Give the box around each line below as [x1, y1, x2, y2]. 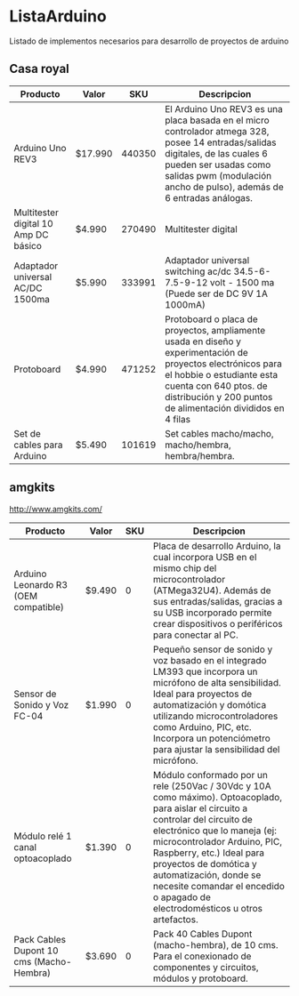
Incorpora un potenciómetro [152, 732, 271, 744]
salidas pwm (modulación [164, 169, 272, 181]
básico [13, 239, 42, 252]
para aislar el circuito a [152, 802, 247, 815]
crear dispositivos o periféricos [152, 617, 283, 630]
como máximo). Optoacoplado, [152, 791, 283, 803]
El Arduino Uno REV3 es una [164, 102, 283, 115]
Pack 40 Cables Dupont [152, 928, 253, 940]
